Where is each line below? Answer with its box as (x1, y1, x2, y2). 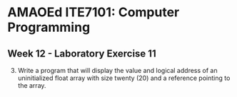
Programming (7, 19, 91, 35)
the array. (17, 81, 46, 89)
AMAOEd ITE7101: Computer (7, 4, 180, 21)
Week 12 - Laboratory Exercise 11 (7, 47, 156, 59)
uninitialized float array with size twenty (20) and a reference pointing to (17, 74, 231, 82)
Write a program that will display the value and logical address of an (17, 67, 218, 74)
